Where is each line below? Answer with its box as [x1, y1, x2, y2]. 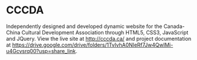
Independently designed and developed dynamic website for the [6, 23, 163, 30]
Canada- [163, 23, 185, 30]
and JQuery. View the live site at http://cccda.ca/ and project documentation [6, 35, 192, 42]
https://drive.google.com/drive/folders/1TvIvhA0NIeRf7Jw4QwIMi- [12, 41, 173, 48]
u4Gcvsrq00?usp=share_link [6, 47, 76, 54]
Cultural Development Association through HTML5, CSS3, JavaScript [21, 29, 189, 36]
